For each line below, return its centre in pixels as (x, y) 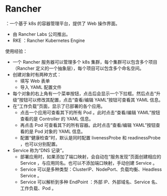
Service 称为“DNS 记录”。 (39, 150)
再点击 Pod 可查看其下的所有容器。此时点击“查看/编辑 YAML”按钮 (88, 125)
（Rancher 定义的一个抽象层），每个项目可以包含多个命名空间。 (78, 68)
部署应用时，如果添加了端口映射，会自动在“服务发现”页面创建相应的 (91, 157)
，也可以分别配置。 (40, 144)
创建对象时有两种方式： (37, 74)
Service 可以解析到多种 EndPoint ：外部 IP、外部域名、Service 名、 (90, 182)
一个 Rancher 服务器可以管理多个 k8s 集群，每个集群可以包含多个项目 (85, 62)
